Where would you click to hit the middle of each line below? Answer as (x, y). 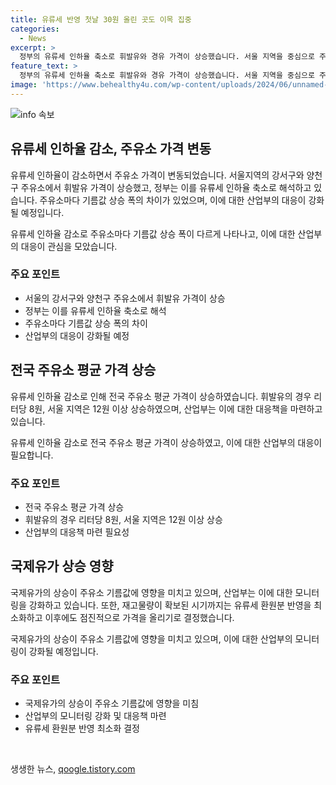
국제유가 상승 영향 (62, 566)
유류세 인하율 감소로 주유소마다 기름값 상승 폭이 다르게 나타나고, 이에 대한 (153, 233)
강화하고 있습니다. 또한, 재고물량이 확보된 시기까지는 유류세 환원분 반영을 (170, 605)
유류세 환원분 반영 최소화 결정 (82, 728)
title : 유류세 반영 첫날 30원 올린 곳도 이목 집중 (101, 19)
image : (24, 85)
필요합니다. (32, 455)
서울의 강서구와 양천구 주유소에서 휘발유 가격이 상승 (125, 298)
